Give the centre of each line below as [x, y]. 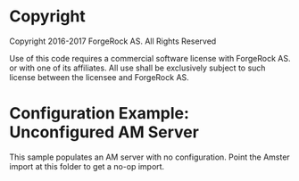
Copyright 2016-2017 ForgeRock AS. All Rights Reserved [113, 41]
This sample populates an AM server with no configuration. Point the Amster [149, 157]
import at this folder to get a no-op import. [87, 166]
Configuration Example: [100, 114]
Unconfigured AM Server [104, 132]
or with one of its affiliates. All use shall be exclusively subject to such [137, 68]
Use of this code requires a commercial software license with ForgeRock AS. [150, 58]
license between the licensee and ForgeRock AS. [99, 77]
